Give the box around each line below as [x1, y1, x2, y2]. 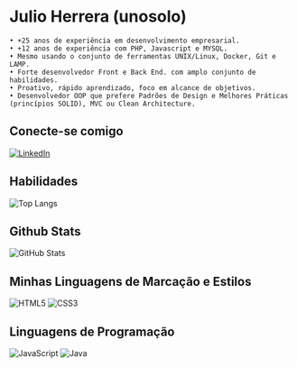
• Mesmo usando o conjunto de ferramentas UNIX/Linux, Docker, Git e [9, 51, 277, 60]
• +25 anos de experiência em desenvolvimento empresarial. [9, 36, 241, 45]
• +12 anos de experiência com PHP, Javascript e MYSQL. [9, 43, 228, 53]
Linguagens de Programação [9, 324, 175, 339]
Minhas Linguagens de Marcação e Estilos [9, 273, 252, 289]
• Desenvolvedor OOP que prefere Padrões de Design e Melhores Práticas [9, 91, 289, 100]
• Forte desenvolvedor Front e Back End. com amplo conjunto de [9, 68, 256, 77]
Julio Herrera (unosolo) [9, 6, 187, 27]
